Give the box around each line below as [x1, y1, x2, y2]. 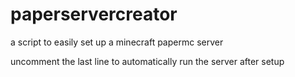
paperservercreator [10, 3, 178, 26]
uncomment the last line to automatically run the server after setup [10, 55, 285, 67]
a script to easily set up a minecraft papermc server [10, 36, 224, 48]
